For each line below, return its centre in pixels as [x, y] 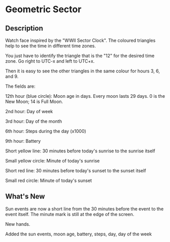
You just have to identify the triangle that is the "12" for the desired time [80, 56]
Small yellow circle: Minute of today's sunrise [53, 161]
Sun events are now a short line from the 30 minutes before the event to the [84, 209]
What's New [25, 196]
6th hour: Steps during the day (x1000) [46, 131]
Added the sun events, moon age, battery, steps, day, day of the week [79, 234]
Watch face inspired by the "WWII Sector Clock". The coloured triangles [80, 40]
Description [24, 28]
